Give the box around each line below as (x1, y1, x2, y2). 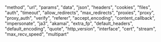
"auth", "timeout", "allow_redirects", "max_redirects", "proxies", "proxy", (5, 10, 155, 16)
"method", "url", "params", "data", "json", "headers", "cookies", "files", (5, 5, 151, 10)
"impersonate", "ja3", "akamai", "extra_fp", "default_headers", (5, 20, 133, 26)
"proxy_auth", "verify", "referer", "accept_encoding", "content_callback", (5, 15, 155, 21)
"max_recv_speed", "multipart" (5, 31, 69, 37)
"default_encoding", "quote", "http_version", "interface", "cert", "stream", (5, 26, 156, 32)
